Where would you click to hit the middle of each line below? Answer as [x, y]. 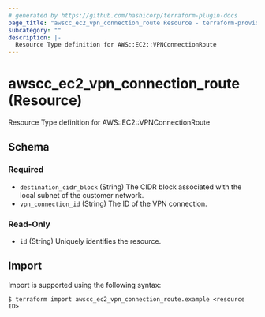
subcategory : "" [35, 30]
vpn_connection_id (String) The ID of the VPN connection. [113, 203]
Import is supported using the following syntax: [85, 285]
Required [26, 170]
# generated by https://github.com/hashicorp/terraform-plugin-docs [123, 15]
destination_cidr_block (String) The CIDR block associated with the [131, 187]
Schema [29, 147]
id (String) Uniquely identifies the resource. [90, 241]
